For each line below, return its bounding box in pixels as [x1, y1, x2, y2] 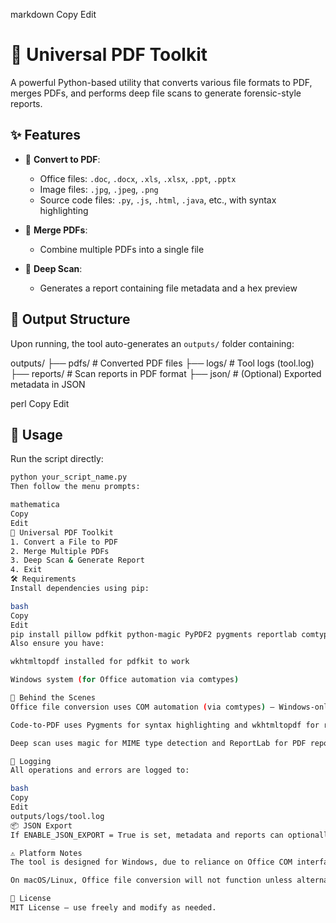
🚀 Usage [10, 426, 63, 443]
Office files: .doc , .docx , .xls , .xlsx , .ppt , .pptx [39, 172, 237, 184]
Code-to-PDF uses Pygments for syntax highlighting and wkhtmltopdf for [10, 720, 320, 730]
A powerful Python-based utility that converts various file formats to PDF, [10, 76, 313, 88]
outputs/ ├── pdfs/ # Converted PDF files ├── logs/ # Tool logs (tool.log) [10, 357, 315, 369]
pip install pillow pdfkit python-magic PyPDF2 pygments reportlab [10, 629, 298, 639]
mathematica [10, 500, 60, 510]
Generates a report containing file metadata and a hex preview [39, 282, 298, 294]
